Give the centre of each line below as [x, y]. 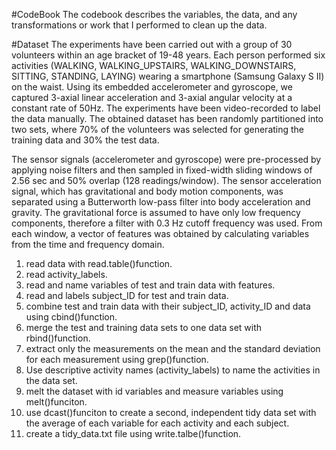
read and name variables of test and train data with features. [150, 285]
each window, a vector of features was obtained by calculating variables [160, 233]
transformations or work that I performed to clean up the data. [139, 25]
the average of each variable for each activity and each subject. [157, 423]
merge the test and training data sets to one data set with [144, 327]
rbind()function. [58, 338]
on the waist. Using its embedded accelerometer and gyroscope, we [152, 87]
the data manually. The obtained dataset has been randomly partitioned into [167, 118]
